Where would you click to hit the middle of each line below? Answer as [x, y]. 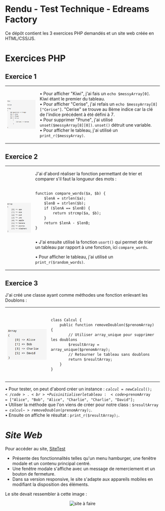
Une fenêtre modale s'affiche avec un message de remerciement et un [84, 469]
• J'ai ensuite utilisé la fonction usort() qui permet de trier [94, 242]
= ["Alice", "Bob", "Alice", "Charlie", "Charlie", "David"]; [70, 400]
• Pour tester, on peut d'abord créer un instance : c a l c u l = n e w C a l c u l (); [79, 389]
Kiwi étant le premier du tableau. [72, 99]
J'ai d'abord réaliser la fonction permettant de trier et [89, 173]
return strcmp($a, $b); [77, 213]
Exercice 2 [22, 156]
